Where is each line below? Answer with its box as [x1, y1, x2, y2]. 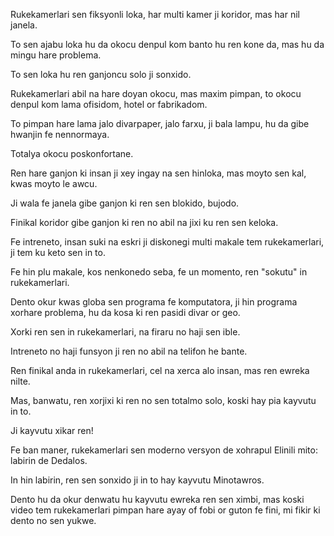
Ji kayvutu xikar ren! [10, 425, 94, 436]
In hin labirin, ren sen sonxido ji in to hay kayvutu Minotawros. [10, 474, 265, 486]
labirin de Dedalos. [10, 455, 88, 466]
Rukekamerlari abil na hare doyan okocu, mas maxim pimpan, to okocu [10, 88, 302, 99]
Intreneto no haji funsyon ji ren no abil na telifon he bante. [10, 345, 248, 357]
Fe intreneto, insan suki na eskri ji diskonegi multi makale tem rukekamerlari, [10, 236, 325, 248]
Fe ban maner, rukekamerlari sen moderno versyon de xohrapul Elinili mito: [10, 444, 318, 456]
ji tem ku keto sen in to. [10, 247, 106, 258]
